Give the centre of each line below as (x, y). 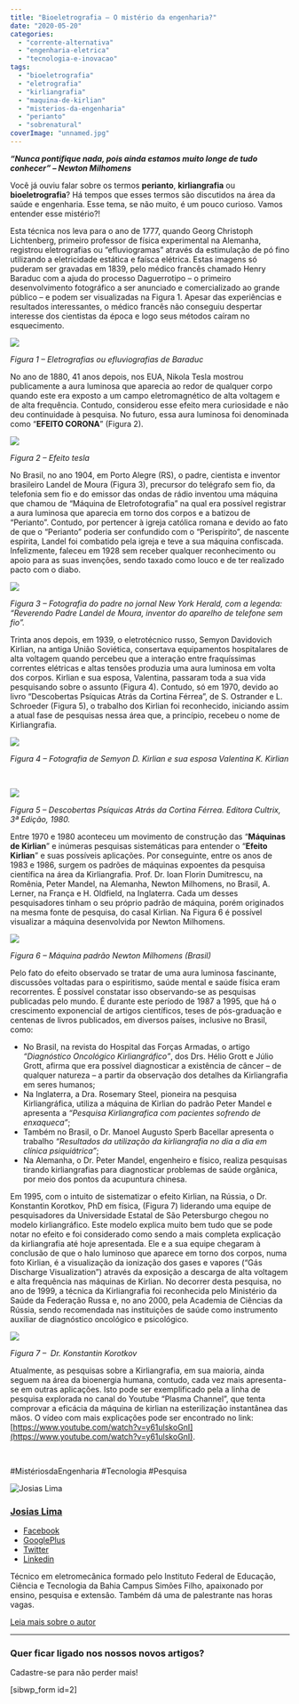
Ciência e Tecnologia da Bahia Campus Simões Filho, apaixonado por (137, 1586)
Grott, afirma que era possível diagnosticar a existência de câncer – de (152, 1065)
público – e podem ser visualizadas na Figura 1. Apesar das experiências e (146, 297)
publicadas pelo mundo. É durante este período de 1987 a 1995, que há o (143, 1001)
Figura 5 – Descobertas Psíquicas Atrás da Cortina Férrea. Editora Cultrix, (146, 810)
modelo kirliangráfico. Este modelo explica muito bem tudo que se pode (142, 1224)
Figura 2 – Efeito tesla (50, 457)
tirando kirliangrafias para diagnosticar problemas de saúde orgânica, (150, 1169)
